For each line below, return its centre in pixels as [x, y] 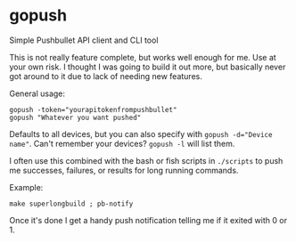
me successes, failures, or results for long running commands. [124, 170]
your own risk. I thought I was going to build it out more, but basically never [148, 67]
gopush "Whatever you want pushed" [75, 117]
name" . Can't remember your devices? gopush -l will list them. [122, 143]
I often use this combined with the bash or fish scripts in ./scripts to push [146, 160]
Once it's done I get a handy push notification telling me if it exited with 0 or [148, 220]
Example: [26, 187]
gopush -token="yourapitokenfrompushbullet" [93, 109]
